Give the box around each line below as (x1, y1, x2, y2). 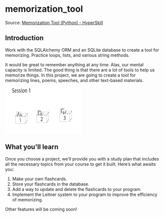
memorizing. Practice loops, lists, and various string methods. (5, 52, 130, 58)
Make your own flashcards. (12, 176, 68, 182)
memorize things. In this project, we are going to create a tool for (5, 72, 136, 78)
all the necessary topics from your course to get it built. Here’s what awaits (5, 161, 156, 167)
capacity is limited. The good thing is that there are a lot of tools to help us (5, 67, 155, 73)
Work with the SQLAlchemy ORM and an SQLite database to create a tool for (5, 47, 160, 53)
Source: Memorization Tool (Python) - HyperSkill (5, 20, 103, 26)
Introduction (5, 34, 44, 42)
